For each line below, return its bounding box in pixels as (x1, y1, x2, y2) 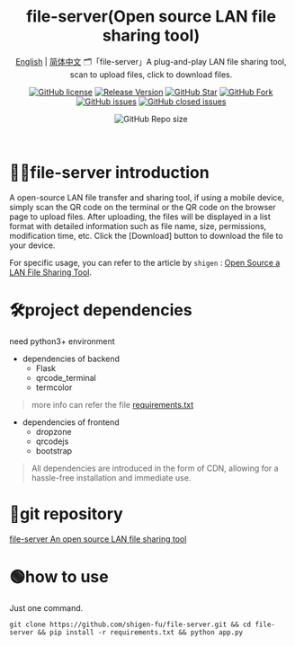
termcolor (35, 382, 73, 393)
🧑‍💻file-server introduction (9, 163, 210, 183)
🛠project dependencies (9, 300, 192, 321)
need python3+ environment (9, 335, 115, 347)
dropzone (35, 426, 72, 437)
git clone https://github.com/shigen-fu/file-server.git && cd (9, 620, 252, 629)
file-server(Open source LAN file (25, 6, 277, 27)
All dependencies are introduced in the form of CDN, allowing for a (31, 463, 279, 473)
